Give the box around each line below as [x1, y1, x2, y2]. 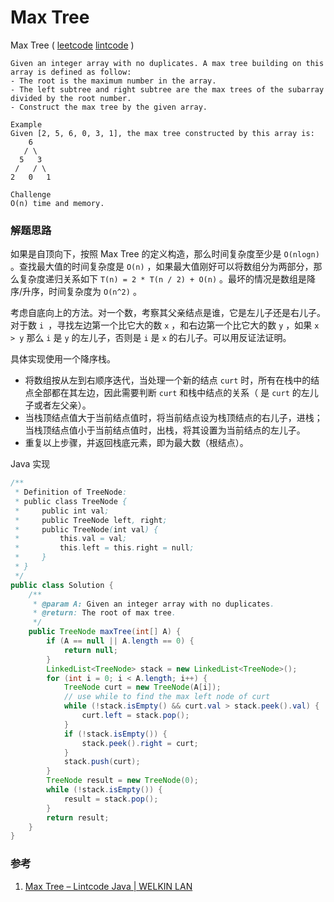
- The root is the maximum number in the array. [10, 76, 217, 86]
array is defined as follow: [10, 67, 132, 77]
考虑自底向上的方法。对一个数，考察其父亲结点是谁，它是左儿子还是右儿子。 [10, 307, 326, 319]
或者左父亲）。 [33, 399, 92, 411]
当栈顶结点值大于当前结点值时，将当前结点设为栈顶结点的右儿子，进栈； [24, 412, 323, 424]
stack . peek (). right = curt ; [81, 738, 199, 748]
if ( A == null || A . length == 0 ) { [46, 636, 195, 646]
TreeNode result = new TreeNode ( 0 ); [46, 776, 199, 786]
